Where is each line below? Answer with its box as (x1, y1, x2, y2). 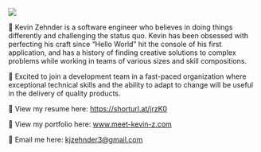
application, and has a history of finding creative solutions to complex (8, 48, 236, 57)
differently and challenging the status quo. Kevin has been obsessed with (8, 31, 249, 40)
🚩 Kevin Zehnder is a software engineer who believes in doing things (8, 22, 233, 32)
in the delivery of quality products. (8, 88, 121, 98)
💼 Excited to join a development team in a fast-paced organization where (8, 72, 247, 81)
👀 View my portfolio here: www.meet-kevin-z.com (8, 119, 173, 129)
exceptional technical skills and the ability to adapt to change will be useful (8, 80, 253, 89)
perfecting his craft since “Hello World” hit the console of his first (8, 40, 222, 49)
